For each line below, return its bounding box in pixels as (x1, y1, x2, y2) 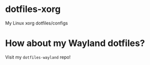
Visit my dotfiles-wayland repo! (5, 54, 71, 60)
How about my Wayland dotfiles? (5, 37, 145, 49)
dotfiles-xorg (5, 3, 61, 15)
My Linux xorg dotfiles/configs (5, 20, 68, 26)
